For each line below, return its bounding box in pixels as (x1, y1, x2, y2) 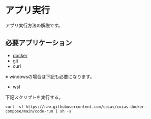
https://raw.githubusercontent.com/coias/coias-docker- (25, 104, 146, 109)
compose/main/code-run (5, 108, 53, 114)
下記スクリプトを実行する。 (5, 94, 64, 100)
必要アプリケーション (5, 38, 72, 47)
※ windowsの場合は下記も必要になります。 (5, 73, 95, 80)
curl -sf (5, 104, 24, 109)
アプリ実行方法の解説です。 (5, 22, 63, 28)
